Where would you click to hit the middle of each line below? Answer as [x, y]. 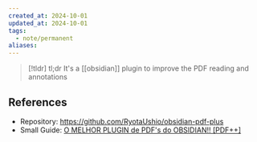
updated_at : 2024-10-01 [48, 23]
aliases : [23, 46]
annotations [48, 77]
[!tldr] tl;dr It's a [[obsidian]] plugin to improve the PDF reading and [138, 68]
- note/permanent [45, 38]
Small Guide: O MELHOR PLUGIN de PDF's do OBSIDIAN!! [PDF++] [131, 130]
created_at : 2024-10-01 [48, 16]
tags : [17, 30]
